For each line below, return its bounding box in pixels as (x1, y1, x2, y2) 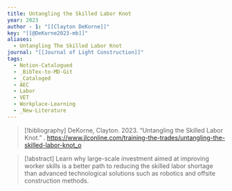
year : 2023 (7, 17, 39, 24)
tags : (7, 56, 23, 63)
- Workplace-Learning (13, 101, 76, 108)
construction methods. (24, 176, 89, 185)
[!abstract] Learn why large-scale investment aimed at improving (24, 154, 210, 163)
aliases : (7, 36, 33, 43)
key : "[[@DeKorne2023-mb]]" (7, 29, 89, 37)
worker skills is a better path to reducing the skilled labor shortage (24, 161, 213, 170)
